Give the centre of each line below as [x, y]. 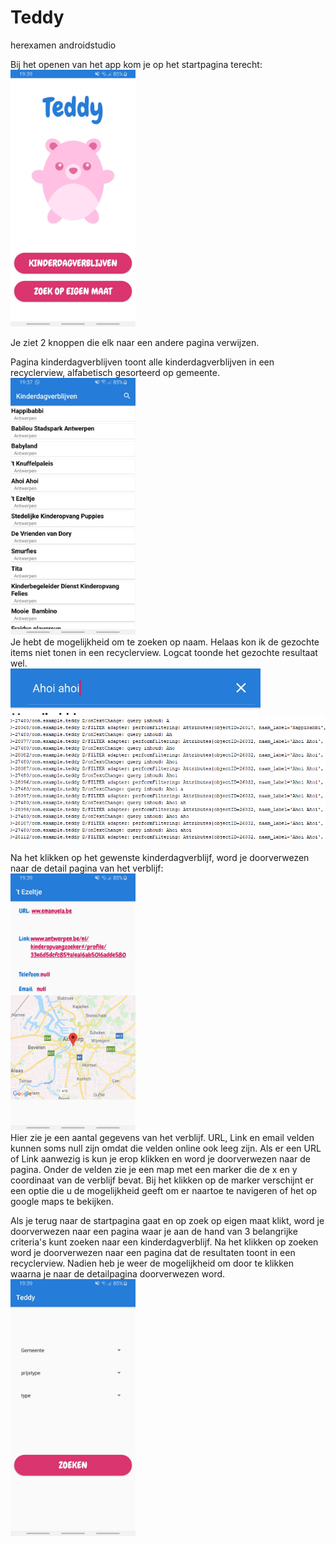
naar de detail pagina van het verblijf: [87, 868]
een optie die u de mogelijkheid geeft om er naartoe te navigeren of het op [163, 1190]
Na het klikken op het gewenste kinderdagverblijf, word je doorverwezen [160, 857]
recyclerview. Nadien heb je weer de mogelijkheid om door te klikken [152, 1263]
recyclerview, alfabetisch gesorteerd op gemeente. [115, 373]
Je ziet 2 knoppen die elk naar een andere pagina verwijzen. [135, 343]
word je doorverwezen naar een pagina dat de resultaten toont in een [153, 1252]
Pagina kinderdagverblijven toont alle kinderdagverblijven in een [142, 362]
